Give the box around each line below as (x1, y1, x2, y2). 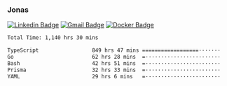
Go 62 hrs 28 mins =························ (7, 54, 221, 61)
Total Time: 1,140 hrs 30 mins (7, 34, 99, 41)
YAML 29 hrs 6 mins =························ (7, 73, 221, 80)
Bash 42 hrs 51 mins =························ (7, 59, 221, 67)
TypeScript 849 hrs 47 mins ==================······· (7, 47, 221, 54)
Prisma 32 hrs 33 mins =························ (7, 66, 221, 73)
